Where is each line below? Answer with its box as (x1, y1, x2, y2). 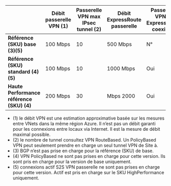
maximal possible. (12, 131, 51, 137)
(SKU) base (8, 41, 37, 48)
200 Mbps (45, 92, 70, 99)
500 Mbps (106, 41, 132, 48)
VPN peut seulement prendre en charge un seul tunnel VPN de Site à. (12, 143, 159, 148)
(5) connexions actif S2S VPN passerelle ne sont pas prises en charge (12, 164, 160, 170)
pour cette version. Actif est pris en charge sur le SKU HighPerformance (12, 170, 164, 175)
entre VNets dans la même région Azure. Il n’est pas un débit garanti (12, 121, 156, 127)
